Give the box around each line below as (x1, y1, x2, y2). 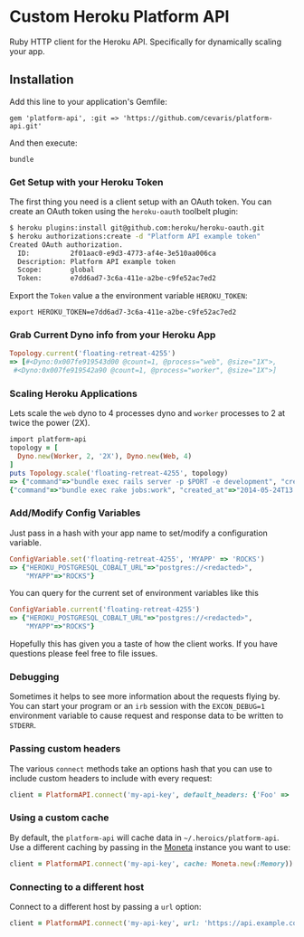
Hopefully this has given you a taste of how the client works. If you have (9, 639, 279, 649)
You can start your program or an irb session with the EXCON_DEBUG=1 (9, 701, 265, 712)
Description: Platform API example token (17, 257, 176, 266)
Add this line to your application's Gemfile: (9, 96, 167, 107)
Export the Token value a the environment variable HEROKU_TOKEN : (9, 290, 248, 301)
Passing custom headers (9, 743, 121, 755)
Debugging (9, 670, 60, 683)
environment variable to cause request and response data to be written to (9, 710, 284, 721)
